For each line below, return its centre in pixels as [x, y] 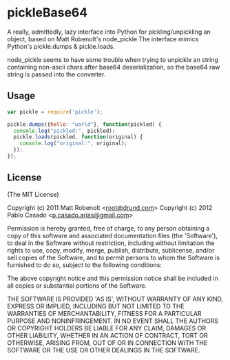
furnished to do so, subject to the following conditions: [84, 265]
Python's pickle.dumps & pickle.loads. [61, 46]
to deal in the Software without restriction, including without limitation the [111, 243]
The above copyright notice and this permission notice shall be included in [113, 278]
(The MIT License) [33, 194]
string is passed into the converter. [56, 74]
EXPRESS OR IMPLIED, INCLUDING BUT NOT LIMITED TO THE [96, 306]
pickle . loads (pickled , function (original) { [78, 137]
